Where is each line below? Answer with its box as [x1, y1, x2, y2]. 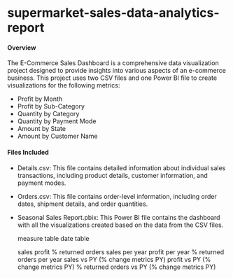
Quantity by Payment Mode [17, 117, 97, 125]
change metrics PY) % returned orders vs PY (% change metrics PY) [17, 263, 216, 271]
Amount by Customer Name [17, 132, 98, 141]
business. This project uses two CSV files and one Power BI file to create [7, 74, 218, 82]
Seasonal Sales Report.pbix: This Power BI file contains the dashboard [17, 213, 220, 221]
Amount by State [17, 125, 66, 133]
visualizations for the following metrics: [7, 81, 120, 90]
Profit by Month [17, 95, 63, 103]
